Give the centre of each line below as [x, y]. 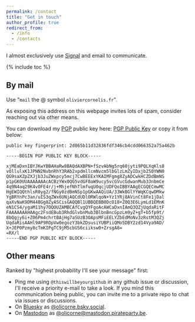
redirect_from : [25, 28]
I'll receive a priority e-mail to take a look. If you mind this [84, 288]
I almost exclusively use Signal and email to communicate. [77, 56]
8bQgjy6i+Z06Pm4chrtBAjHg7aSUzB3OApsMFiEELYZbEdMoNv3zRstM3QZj [85, 217]
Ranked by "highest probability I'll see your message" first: [77, 270]
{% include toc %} [29, 67]
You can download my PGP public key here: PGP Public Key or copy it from [97, 128]
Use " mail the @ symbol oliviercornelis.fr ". [62, 99]
